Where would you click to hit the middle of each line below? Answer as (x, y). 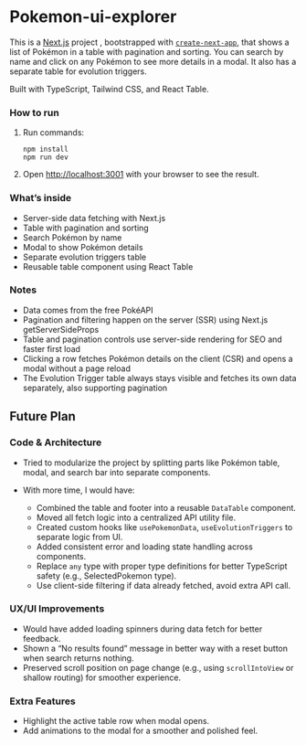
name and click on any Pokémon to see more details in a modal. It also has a (153, 61)
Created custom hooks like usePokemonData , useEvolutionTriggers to (164, 527)
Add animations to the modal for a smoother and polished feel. (140, 731)
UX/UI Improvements (57, 609)
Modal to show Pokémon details (83, 247)
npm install (45, 149)
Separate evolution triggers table (84, 257)
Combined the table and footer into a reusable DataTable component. (166, 507)
